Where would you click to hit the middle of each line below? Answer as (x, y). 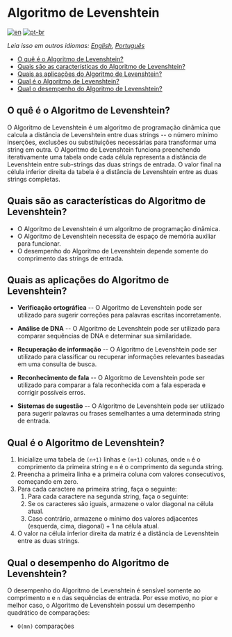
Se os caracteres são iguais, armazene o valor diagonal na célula (121, 504)
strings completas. (34, 179)
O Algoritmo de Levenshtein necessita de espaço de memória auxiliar (117, 236)
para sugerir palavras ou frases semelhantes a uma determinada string (119, 414)
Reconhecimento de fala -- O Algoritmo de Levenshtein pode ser (111, 378)
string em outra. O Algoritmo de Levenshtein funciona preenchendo (104, 149)
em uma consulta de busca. (57, 364)
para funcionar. (39, 243)
